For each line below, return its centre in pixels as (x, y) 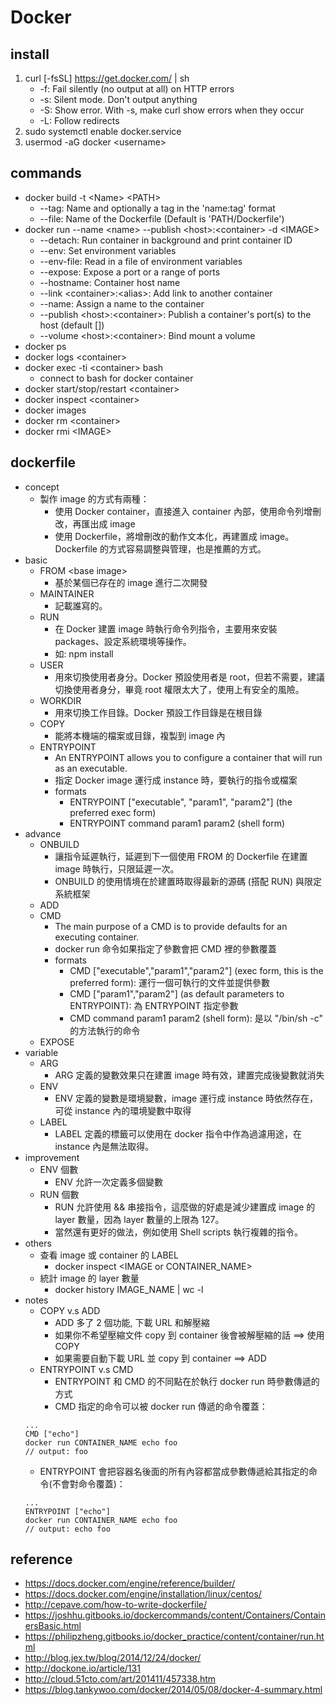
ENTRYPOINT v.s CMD (86, 1369)
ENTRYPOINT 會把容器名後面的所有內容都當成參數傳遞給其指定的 (174, 1471)
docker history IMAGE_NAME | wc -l (129, 1289)
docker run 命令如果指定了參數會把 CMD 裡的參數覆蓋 (165, 948)
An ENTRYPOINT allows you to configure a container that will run (188, 757)
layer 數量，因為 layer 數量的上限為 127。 (139, 1219)
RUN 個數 (59, 1194)
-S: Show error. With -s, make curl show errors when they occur (172, 110)
